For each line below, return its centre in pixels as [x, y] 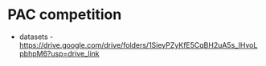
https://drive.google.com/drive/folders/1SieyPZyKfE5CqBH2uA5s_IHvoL [138, 45]
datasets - [36, 37]
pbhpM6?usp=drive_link [59, 53]
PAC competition [65, 15]
